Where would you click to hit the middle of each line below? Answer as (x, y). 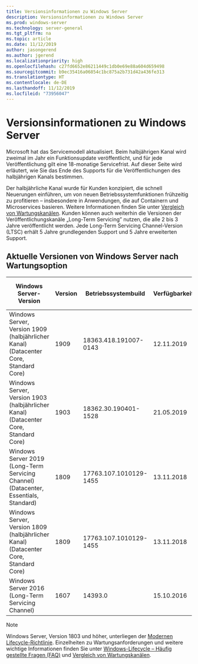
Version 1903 (28, 397)
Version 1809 (28, 527)
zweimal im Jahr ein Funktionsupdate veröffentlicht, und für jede (84, 158)
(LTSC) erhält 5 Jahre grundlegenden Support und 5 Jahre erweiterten (92, 232)
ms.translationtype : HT (35, 77)
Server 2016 (27, 588)
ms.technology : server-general (44, 28)
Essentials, (24, 495)
